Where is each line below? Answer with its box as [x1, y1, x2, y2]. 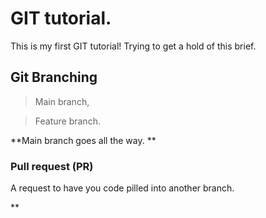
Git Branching [10, 69, 98, 86]
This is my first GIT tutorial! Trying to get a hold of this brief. [10, 40, 257, 52]
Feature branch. [34, 115, 101, 127]
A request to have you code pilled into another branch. [10, 182, 235, 194]
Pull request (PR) [10, 159, 94, 173]
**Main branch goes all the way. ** [10, 134, 157, 146]
